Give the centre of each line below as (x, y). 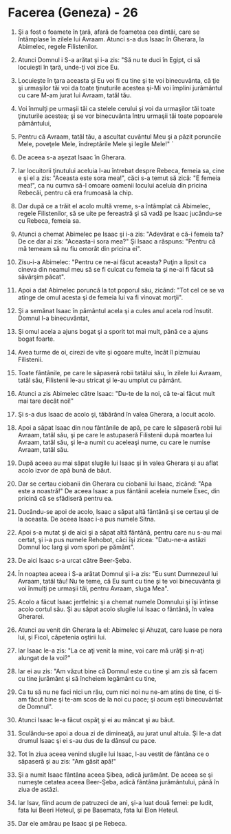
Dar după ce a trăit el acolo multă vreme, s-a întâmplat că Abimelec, (114, 206)
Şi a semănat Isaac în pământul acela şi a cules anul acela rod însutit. (115, 310)
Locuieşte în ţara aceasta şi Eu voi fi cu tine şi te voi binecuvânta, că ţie (119, 80)
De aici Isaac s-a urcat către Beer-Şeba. (74, 560)
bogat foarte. (36, 339)
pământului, (34, 123)
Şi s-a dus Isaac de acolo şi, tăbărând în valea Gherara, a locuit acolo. (117, 414)
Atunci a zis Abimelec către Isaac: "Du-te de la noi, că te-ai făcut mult (116, 393)
